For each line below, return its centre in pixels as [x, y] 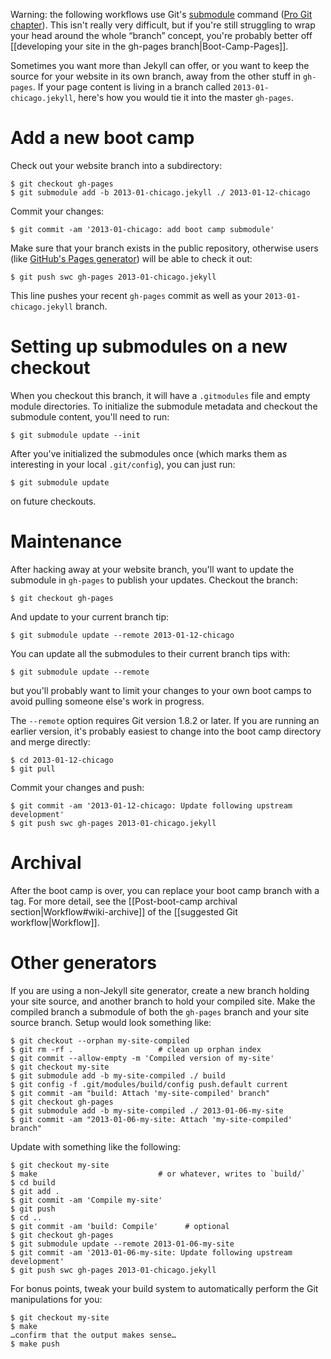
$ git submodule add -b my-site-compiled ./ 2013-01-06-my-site [147, 1110]
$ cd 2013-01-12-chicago [62, 760]
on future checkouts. [53, 501]
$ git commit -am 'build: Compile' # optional [120, 1226]
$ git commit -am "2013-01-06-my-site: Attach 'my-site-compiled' [151, 1119]
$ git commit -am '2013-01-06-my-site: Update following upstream [151, 1252]
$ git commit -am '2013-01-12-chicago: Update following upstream [151, 805]
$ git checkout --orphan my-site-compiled [100, 1040]
